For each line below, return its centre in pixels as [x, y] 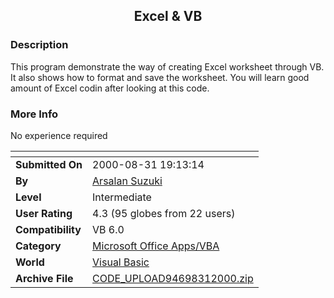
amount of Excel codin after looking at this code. [110, 88]
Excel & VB [168, 16]
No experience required [59, 135]
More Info [34, 114]
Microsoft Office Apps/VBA [156, 246]
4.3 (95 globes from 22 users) [164, 213]
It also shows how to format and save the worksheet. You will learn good [160, 77]
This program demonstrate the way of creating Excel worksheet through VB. [167, 66]
